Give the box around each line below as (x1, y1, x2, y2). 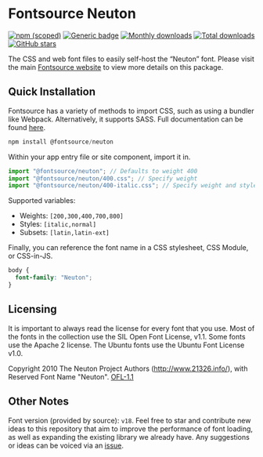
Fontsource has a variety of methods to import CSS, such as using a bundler (8, 106, 254, 115)
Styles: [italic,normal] (19, 219, 96, 229)
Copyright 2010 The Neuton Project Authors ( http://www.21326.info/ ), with (8, 364, 248, 373)
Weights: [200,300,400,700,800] (19, 211, 124, 220)
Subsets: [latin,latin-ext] (19, 228, 110, 238)
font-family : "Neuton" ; (15, 274, 92, 282)
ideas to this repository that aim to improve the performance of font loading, (8, 424, 253, 433)
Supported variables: (8, 196, 76, 205)
